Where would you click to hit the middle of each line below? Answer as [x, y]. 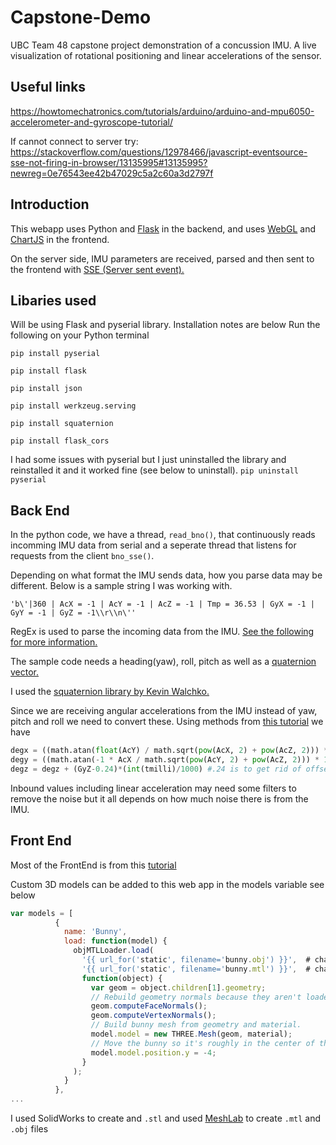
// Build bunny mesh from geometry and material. [196, 1025]
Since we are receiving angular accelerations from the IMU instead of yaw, [164, 711]
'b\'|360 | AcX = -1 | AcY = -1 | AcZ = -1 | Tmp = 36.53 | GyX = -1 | [162, 604]
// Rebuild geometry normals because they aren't [196, 997]
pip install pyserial [55, 354]
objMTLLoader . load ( [114, 951]
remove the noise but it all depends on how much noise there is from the [159, 798]
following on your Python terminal [80, 335]
